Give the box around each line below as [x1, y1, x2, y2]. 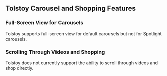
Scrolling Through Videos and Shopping [5, 48, 105, 55]
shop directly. [5, 65, 34, 71]
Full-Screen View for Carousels [5, 19, 84, 26]
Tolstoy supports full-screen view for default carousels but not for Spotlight [5, 30, 162, 37]
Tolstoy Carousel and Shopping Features [5, 4, 136, 13]
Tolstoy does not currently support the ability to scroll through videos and [5, 60, 158, 66]
